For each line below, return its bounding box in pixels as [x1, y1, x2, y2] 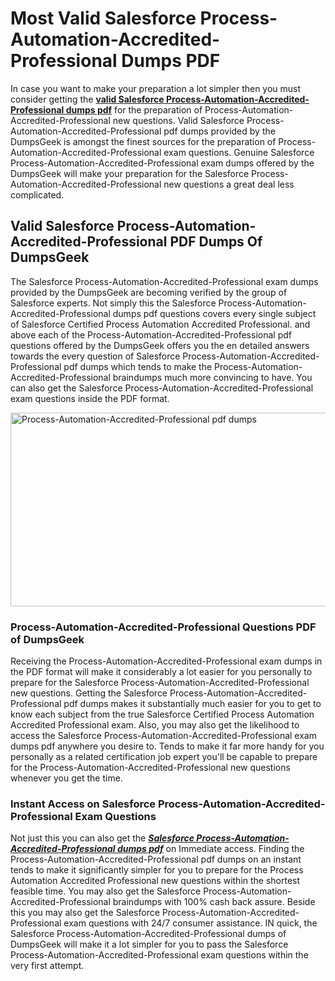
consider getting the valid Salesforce [10, 93, 165, 105]
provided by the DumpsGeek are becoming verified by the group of [10, 286, 288, 298]
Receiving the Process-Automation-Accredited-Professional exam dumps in [10, 655, 323, 667]
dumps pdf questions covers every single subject [112, 307, 317, 319]
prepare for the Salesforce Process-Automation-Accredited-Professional [10, 677, 310, 689]
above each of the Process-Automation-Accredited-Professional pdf [10, 328, 292, 341]
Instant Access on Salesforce [10, 797, 157, 811]
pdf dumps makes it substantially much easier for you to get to [63, 698, 322, 710]
